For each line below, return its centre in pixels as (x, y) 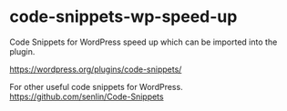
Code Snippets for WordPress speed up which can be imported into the (143, 42)
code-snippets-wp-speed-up (123, 17)
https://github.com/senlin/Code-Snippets (87, 96)
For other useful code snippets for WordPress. (97, 86)
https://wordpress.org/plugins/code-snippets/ (96, 69)
